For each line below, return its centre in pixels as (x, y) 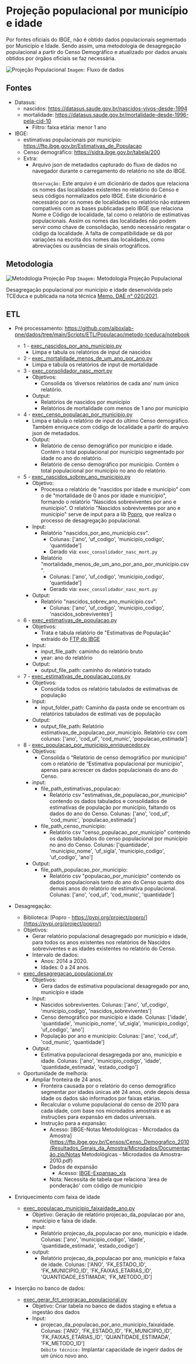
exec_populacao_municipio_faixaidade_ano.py (79, 1208)
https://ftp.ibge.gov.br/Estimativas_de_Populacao (82, 146)
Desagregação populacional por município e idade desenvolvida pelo (89, 289)
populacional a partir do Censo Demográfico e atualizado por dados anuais (97, 52)
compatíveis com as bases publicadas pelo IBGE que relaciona (107, 208)
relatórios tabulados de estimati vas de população (101, 714)
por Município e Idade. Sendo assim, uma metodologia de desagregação (94, 46)
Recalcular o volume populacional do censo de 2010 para (110, 1105)
